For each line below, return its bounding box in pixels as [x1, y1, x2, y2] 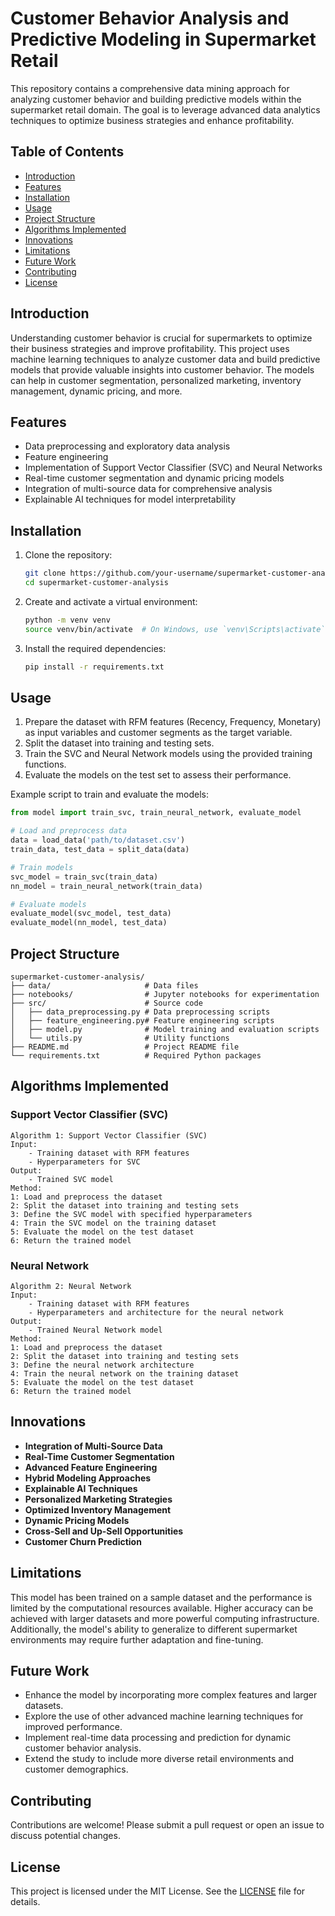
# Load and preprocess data [10, 826, 128, 836]
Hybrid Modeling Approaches [24, 1472, 152, 1484]
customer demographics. [24, 1763, 129, 1776]
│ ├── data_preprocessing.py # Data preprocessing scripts [10, 1007, 271, 1017]
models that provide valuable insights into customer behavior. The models [10, 363, 315, 376]
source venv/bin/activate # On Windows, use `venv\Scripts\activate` [24, 624, 326, 634]
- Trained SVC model [28, 1174, 114, 1184]
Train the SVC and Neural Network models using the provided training [24, 748, 313, 760]
